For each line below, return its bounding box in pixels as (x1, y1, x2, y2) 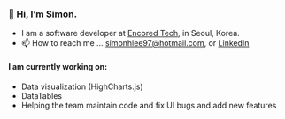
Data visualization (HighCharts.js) (20, 81, 143, 92)
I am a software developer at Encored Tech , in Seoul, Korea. (20, 28, 240, 39)
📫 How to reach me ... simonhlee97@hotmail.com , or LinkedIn (20, 38, 250, 48)
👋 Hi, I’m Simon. (8, 8, 77, 20)
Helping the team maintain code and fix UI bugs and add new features (20, 100, 277, 110)
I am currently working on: (8, 61, 108, 71)
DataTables (20, 90, 63, 100)
